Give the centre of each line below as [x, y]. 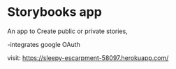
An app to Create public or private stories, [67, 31]
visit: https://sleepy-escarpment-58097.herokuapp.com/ [88, 58]
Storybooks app [55, 12]
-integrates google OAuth [44, 44]
